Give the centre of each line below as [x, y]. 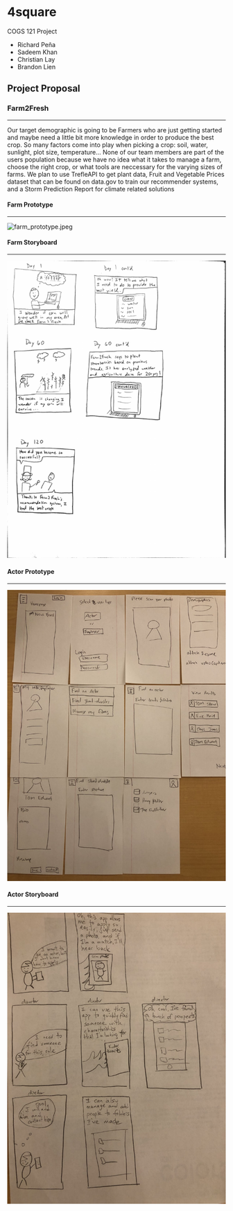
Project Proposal [44, 88]
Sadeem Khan [37, 52]
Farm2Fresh [28, 108]
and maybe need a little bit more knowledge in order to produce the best [111, 137]
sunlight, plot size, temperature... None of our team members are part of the [115, 152]
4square [32, 12]
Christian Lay [36, 59]
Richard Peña [36, 44]
